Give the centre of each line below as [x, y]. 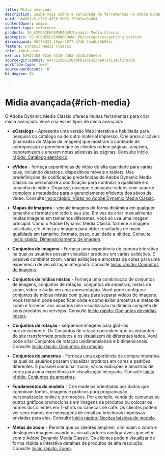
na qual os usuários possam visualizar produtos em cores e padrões [81, 361]
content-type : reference [30, 28]
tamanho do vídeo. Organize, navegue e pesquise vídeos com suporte [83, 187]
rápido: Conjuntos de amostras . [44, 377]
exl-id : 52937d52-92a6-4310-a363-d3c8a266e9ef [54, 55]
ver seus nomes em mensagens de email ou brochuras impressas [79, 413]
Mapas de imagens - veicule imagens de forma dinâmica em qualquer [83, 208]
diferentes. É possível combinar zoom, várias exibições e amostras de [83, 366]
